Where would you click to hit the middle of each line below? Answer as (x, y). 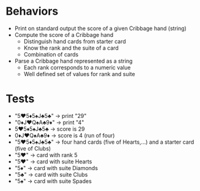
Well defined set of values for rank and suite (79, 74)
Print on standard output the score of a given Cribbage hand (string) (101, 28)
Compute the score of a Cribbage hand (64, 34)
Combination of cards (51, 54)
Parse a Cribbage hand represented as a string (73, 61)
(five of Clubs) (33, 148)
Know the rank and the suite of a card (71, 48)
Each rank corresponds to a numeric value (77, 67)
